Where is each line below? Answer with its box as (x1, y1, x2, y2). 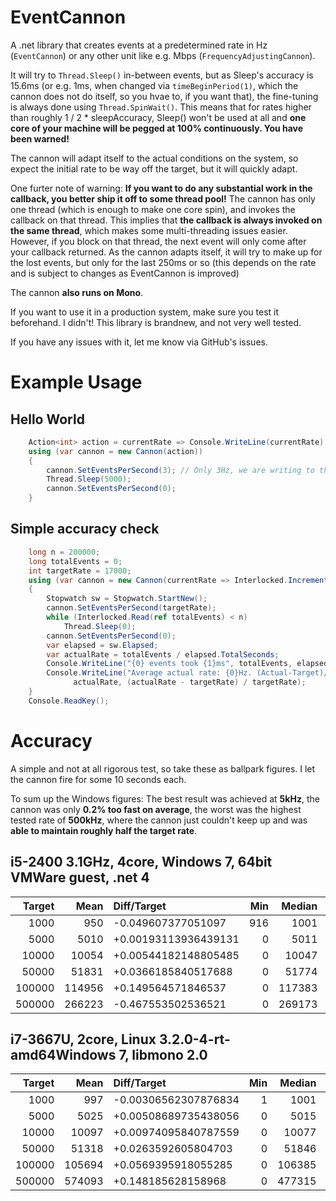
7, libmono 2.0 (118, 1046, 208, 1063)
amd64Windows (10, 1046, 117, 1063)
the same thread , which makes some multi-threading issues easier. (10, 224, 288, 236)
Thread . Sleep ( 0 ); (63, 621, 137, 631)
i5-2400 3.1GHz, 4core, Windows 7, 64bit (10, 854, 273, 871)
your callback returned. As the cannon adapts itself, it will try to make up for (10, 246, 323, 258)
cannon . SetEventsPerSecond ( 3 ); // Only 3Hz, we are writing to (46, 465, 315, 475)
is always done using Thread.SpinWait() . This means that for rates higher (10, 101, 312, 113)
